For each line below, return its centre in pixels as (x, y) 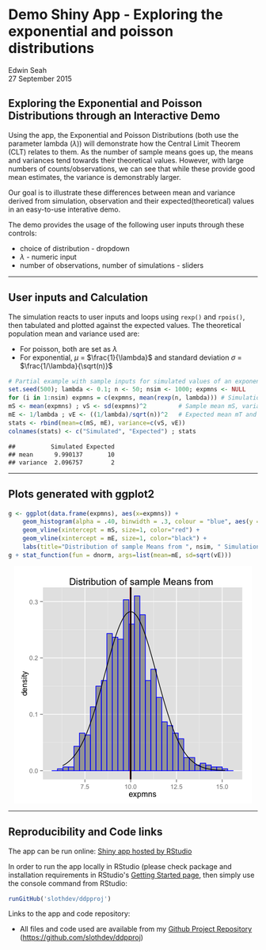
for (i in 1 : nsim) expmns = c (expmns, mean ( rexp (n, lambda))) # (116, 398)
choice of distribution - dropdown (75, 248)
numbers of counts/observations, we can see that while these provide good (132, 169)
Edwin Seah (28, 70)
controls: (23, 233)
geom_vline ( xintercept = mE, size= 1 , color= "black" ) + (115, 539)
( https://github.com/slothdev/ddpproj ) (82, 937)
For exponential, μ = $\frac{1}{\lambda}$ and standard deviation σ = (131, 357)
